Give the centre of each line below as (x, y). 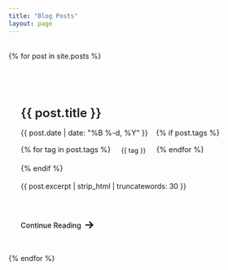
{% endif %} (42, 168)
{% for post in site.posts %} (55, 56)
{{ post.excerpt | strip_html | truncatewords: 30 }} (104, 186)
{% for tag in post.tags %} (66, 150)
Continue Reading (51, 225)
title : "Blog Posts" (44, 16)
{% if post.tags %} (188, 133)
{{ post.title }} (61, 113)
